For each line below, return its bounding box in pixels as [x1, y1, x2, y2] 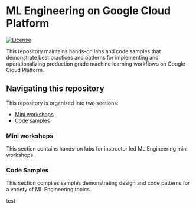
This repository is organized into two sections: [6, 99, 119, 106]
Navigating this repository [6, 84, 104, 94]
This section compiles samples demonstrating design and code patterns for [6, 179, 190, 187]
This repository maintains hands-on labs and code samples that [6, 47, 161, 54]
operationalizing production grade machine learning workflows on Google [6, 60, 186, 67]
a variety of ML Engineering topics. [6, 186, 92, 193]
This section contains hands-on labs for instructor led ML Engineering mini [6, 145, 188, 152]
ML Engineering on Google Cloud [6, 4, 171, 18]
